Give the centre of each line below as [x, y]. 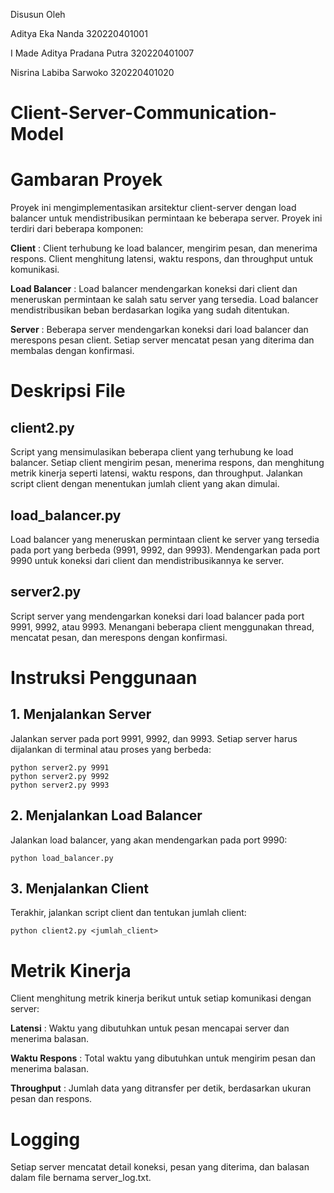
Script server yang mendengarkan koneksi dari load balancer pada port [157, 616]
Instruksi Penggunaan [104, 677]
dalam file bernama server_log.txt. [81, 1178]
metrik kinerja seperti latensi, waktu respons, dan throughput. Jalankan [156, 473]
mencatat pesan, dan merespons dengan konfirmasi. [119, 637]
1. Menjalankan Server [81, 714]
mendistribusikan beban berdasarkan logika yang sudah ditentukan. [150, 310]
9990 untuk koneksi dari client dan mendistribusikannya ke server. [147, 560]
